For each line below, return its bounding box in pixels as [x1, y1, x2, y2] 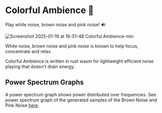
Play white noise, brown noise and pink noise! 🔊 [5, 21, 106, 27]
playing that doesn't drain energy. [5, 63, 75, 70]
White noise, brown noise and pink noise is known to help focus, [5, 43, 139, 49]
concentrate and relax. [5, 48, 52, 54]
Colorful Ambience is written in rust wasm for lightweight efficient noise [5, 58, 154, 64]
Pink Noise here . [5, 102, 39, 108]
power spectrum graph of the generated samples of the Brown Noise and [5, 97, 157, 103]
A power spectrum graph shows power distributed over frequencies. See [5, 91, 156, 97]
